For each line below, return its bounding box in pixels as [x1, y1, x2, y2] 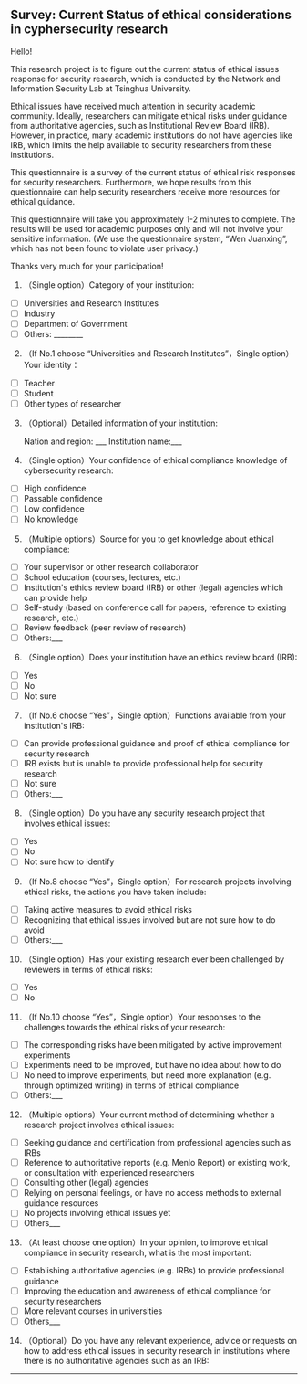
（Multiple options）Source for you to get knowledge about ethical [23, 534, 274, 544]
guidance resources [23, 1198, 99, 1209]
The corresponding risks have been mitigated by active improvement [23, 1039, 282, 1050]
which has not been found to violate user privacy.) [10, 242, 199, 254]
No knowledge [23, 513, 79, 524]
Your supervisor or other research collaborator [23, 561, 199, 572]
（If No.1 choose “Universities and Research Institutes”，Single [23, 348, 261, 359]
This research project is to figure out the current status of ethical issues [10, 63, 280, 74]
